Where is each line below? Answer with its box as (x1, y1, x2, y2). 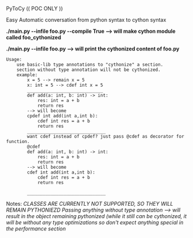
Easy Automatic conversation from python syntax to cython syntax (6, 16, 167, 23)
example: (16, 72, 38, 78)
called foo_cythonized (6, 34, 61, 40)
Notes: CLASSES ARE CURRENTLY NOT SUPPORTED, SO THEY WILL (6, 200, 174, 207)
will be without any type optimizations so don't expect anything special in (6, 219, 184, 226)
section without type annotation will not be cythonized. (16, 67, 161, 73)
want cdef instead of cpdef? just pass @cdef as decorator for (27, 134, 184, 140)
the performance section (6, 225, 66, 232)
